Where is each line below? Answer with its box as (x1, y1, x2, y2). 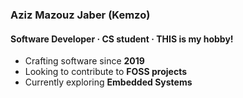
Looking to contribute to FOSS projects (24, 66, 188, 78)
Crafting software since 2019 (24, 55, 145, 67)
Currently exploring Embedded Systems (24, 76, 193, 88)
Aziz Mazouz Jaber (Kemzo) (10, 8, 151, 22)
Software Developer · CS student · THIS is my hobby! (10, 33, 234, 45)
